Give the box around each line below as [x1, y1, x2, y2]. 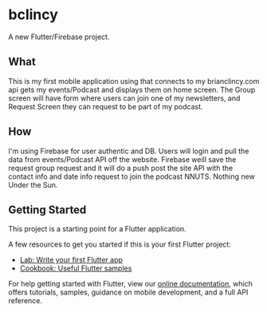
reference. [8, 296, 42, 306]
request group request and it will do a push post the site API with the [8, 163, 234, 172]
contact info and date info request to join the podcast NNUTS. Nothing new [8, 172, 255, 181]
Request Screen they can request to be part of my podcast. [8, 101, 203, 111]
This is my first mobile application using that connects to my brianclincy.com [8, 76, 260, 85]
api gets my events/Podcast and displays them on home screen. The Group [8, 85, 256, 94]
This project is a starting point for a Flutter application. [8, 224, 187, 234]
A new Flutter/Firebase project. [8, 32, 110, 41]
